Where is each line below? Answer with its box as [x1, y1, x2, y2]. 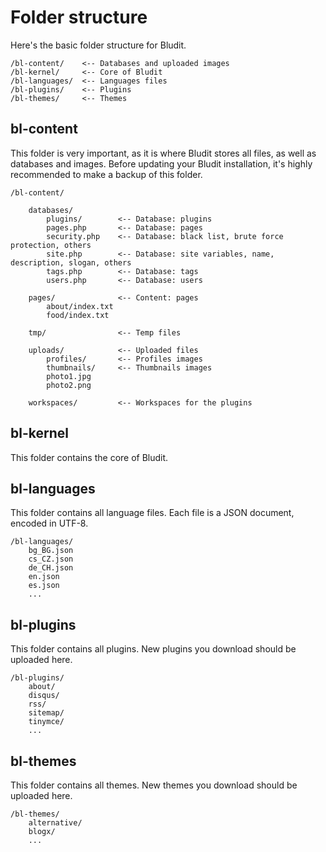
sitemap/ [28, 708, 65, 718]
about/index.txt [46, 301, 114, 311]
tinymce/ [28, 717, 65, 727]
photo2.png [46, 380, 92, 390]
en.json [28, 572, 60, 582]
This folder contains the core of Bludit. [10, 451, 169, 463]
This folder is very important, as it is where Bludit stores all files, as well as [10, 147, 317, 159]
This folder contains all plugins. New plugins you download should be [10, 643, 297, 655]
